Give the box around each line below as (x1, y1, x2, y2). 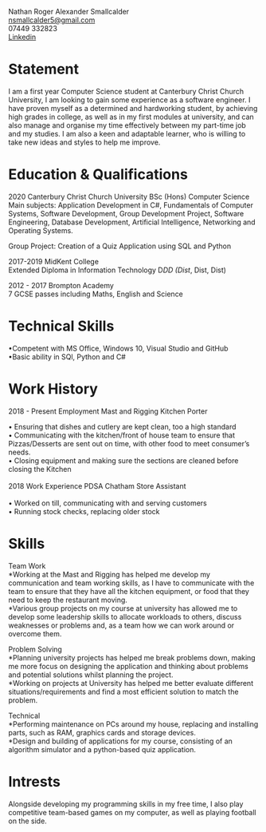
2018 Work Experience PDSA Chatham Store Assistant (8, 481, 186, 490)
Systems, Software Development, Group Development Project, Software (8, 208, 244, 218)
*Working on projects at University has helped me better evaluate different (8, 678, 253, 687)
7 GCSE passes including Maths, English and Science (8, 289, 183, 299)
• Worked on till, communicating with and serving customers (8, 498, 207, 508)
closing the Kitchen (8, 464, 72, 473)
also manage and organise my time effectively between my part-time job (8, 120, 247, 130)
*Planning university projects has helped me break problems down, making (8, 652, 256, 662)
